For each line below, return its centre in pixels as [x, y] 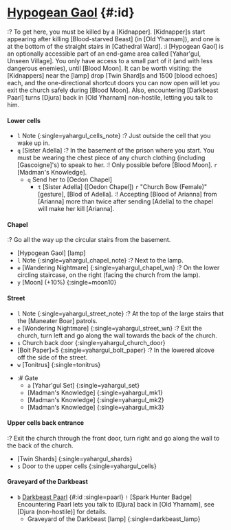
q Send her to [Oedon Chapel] [69, 179]
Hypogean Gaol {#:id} [71, 13]
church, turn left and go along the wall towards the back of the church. [117, 335]
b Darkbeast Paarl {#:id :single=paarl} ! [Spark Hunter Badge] [104, 497]
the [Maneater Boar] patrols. [57, 320]
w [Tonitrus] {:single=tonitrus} [59, 364]
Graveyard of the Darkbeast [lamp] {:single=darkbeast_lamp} [114, 519]
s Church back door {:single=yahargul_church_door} [91, 342]
